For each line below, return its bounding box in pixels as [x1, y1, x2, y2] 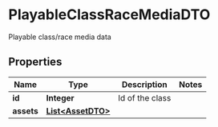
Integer [46, 92, 75, 103]
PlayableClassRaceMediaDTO [8, 6, 211, 24]
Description [121, 78, 168, 89]
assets [12, 105, 38, 117]
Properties [8, 55, 63, 69]
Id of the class [118, 92, 172, 103]
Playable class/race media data [8, 32, 112, 42]
